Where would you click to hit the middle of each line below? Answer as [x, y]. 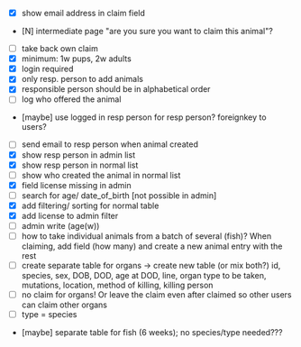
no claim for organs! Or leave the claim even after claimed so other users [156, 295]
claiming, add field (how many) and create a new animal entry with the [152, 246]
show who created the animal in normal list [101, 175]
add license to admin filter [70, 215]
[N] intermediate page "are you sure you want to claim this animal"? [147, 32]
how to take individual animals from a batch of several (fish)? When [146, 236]
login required [47, 69]
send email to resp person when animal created [110, 144]
